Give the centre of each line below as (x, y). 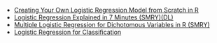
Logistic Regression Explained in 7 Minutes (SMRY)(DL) (93, 17)
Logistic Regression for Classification (68, 32)
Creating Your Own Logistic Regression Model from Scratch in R (106, 10)
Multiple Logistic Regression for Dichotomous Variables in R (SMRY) (112, 25)
